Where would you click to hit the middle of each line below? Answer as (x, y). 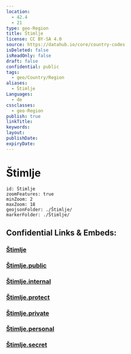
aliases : (17, 83)
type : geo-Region (27, 28)
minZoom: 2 (19, 199)
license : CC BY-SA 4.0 (34, 39)
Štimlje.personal (30, 329)
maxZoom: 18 (21, 204)
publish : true (24, 116)
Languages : (19, 94)
